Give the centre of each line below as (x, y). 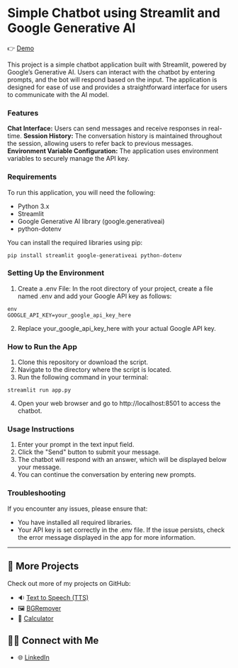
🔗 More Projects (43, 566)
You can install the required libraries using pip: (75, 242)
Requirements (32, 177)
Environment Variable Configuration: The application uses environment (113, 151)
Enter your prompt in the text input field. (76, 445)
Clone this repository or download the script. (83, 362)
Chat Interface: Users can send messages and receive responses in (107, 128)
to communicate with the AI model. (58, 94)
